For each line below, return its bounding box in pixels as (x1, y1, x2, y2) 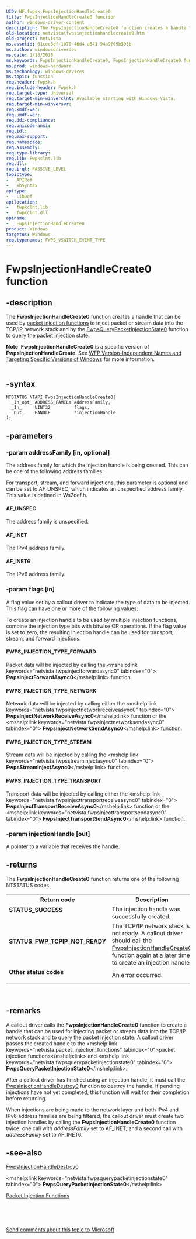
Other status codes (9, 968, 64, 976)
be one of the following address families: (6, 467, 104, 474)
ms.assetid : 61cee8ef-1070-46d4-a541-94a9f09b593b (6, 42, 132, 47)
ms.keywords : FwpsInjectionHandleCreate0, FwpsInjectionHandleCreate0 (6, 57, 181, 63)
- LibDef (6, 194, 33, 199)
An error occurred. (111, 970, 163, 979)
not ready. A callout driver (111, 929, 183, 937)
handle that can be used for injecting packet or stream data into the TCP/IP (6, 1027, 186, 1034)
